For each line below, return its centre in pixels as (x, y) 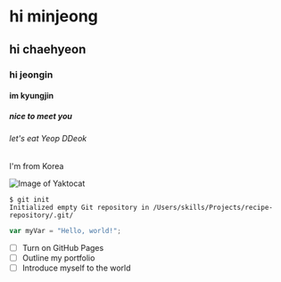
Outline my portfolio (58, 258)
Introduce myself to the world (76, 268)
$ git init (29, 199)
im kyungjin (32, 96)
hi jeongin (31, 75)
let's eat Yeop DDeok (48, 139)
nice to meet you (41, 116)
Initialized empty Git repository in (79, 207)
